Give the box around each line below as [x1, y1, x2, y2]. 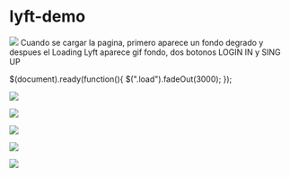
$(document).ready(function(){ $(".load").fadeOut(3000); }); [9, 74, 233, 84]
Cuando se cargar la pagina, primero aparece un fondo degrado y [20, 37, 264, 48]
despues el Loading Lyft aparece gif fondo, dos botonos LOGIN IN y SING [9, 47, 281, 58]
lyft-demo [9, 6, 86, 27]
